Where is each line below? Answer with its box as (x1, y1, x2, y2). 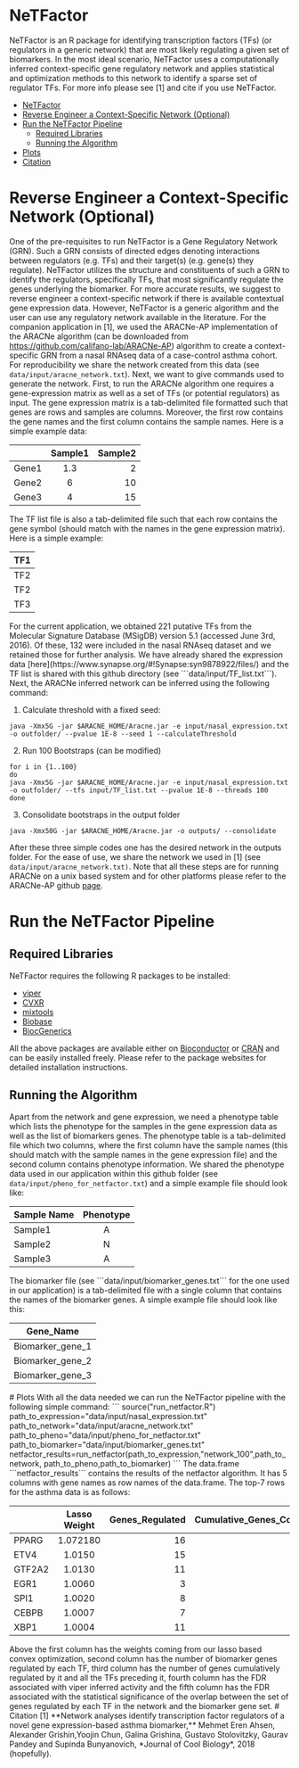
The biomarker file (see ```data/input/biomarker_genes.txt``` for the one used (9, 1275, 290, 1285)
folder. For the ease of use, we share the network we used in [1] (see (9, 851, 261, 862)
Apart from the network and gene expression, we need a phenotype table (9, 1111, 279, 1122)
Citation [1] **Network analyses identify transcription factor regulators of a (9, 1710, 285, 1721)
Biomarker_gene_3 (13, 1368, 92, 1381)
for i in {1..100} (9, 762, 77, 772)
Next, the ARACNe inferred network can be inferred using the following (9, 677, 270, 688)
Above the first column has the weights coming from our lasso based (9, 1643, 263, 1655)
